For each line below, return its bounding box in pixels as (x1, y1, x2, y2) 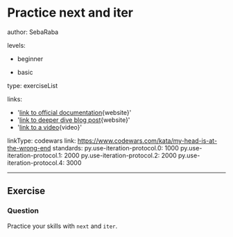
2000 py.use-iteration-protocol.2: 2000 (64, 151, 177, 159)
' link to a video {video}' (17, 123, 83, 131)
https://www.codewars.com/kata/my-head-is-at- (77, 137, 217, 145)
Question (7, 206, 40, 216)
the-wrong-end (7, 143, 51, 152)
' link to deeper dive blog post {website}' (17, 116, 130, 124)
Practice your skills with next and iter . (7, 222, 118, 230)
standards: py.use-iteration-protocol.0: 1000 (52, 143, 179, 152)
